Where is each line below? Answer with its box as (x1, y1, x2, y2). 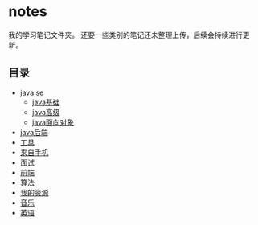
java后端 (19, 127, 48, 137)
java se (19, 88, 44, 97)
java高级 (31, 107, 60, 117)
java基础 (31, 97, 60, 107)
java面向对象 (31, 117, 75, 127)
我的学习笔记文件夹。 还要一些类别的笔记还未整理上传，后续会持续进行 (8, 30, 243, 39)
